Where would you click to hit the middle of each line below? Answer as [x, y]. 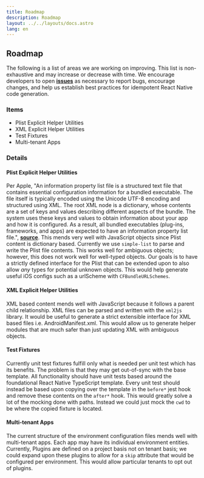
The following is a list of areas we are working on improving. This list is [95, 68]
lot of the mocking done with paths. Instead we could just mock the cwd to [98, 402]
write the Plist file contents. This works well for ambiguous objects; [90, 250]
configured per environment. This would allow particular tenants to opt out [99, 462]
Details [17, 158]
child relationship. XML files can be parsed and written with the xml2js [94, 310]
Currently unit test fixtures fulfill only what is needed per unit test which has [101, 363]
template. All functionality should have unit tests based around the [89, 376]
